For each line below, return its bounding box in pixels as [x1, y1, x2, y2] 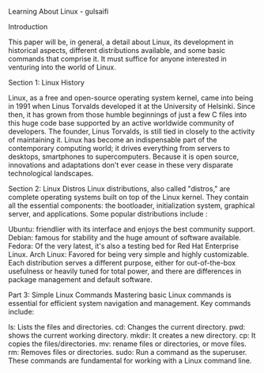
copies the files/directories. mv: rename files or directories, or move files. [8, 339, 247, 349]
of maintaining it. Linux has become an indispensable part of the [8, 135, 217, 145]
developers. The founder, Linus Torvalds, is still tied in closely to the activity [8, 126, 255, 136]
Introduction [8, 22, 48, 31]
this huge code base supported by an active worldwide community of [8, 119, 235, 127]
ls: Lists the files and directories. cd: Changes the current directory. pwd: [8, 322, 246, 331]
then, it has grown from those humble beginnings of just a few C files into [8, 110, 247, 119]
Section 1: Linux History [8, 78, 85, 87]
